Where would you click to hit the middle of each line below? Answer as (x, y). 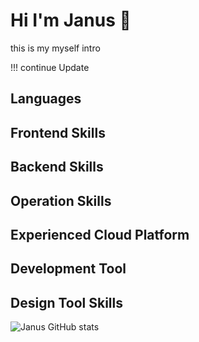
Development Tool (68, 269)
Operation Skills (61, 200)
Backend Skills (57, 167)
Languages (46, 99)
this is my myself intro (55, 48)
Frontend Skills (58, 132)
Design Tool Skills (67, 302)
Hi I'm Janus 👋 (71, 20)
